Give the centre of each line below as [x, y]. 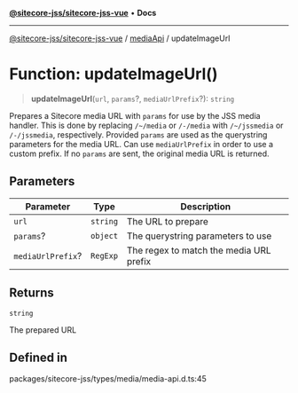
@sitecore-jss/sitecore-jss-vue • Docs [83, 13]
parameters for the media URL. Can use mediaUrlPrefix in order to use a [141, 144]
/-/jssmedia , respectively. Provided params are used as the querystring [138, 134]
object [104, 236]
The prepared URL [43, 330]
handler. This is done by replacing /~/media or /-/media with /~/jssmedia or [146, 125]
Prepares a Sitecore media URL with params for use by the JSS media [135, 115]
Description [206, 206]
